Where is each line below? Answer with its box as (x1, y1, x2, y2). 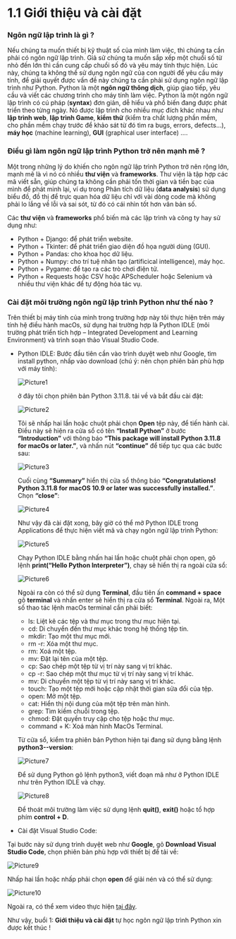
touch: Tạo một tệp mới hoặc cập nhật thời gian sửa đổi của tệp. (27, 684, 213, 693)
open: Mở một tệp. (27, 692, 82, 701)
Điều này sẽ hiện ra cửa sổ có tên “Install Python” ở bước (17, 427, 187, 435)
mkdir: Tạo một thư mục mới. (27, 632, 111, 641)
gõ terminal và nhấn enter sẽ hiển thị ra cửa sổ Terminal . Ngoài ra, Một (17, 596, 225, 605)
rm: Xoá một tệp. (27, 647, 77, 655)
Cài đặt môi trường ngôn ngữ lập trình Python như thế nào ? (7, 297, 213, 307)
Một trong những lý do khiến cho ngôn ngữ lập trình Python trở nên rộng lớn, (7, 162, 229, 171)
